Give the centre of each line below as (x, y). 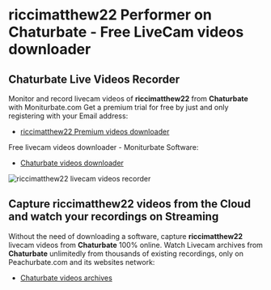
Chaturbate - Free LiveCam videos (126, 32)
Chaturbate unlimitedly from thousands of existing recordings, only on (126, 254)
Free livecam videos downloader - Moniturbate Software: (104, 147)
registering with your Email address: (68, 116)
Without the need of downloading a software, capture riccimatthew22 (126, 236)
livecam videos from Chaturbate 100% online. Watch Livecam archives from (135, 245)
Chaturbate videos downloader (72, 163)
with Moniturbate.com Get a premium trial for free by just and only (119, 107)
